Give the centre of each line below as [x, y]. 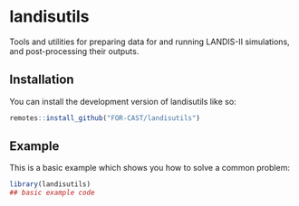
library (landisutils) [50, 184]
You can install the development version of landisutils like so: [123, 101]
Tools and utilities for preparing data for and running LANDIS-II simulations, [149, 42]
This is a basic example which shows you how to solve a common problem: [149, 168]
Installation [42, 80]
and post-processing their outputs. [74, 51]
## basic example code [52, 193]
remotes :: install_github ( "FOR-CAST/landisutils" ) [105, 118]
